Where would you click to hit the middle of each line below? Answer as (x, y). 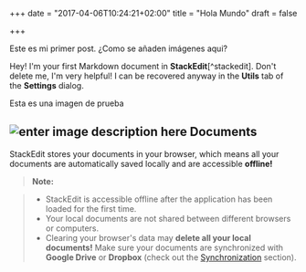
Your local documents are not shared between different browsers (168, 218)
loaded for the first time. (91, 208)
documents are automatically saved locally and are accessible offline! (141, 163)
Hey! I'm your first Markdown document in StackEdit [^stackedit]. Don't (143, 66)
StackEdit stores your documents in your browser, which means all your (144, 153)
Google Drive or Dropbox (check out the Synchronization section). (171, 257)
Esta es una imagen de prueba (67, 103)
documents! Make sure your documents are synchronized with (164, 247)
